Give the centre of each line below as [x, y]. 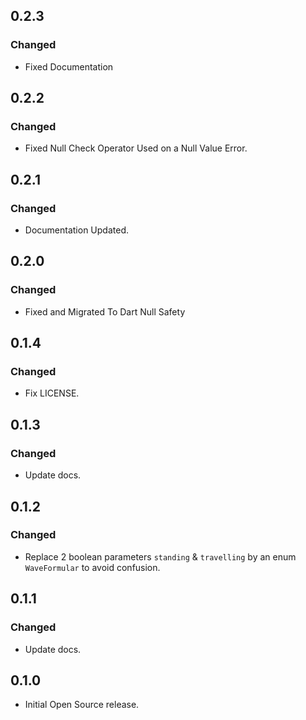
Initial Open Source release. [82, 705]
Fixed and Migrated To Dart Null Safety [105, 311]
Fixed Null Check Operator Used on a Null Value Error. [136, 148]
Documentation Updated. [76, 230]
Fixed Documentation [69, 66]
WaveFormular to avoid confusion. [92, 567]
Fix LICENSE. [52, 393]
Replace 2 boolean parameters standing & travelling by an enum [160, 556]
